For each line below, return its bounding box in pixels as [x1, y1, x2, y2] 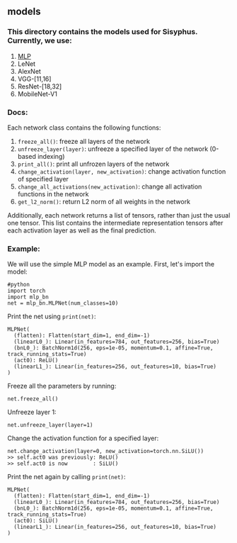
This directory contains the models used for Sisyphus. [7, 27, 198, 37]
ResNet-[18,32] [17, 82, 62, 91]
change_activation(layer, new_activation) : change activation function [17, 167, 226, 176]
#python [7, 281, 30, 289]
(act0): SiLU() [13, 517, 59, 525]
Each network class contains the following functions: [7, 123, 161, 132]
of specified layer [17, 174, 69, 183]
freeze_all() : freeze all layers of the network [17, 137, 151, 145]
